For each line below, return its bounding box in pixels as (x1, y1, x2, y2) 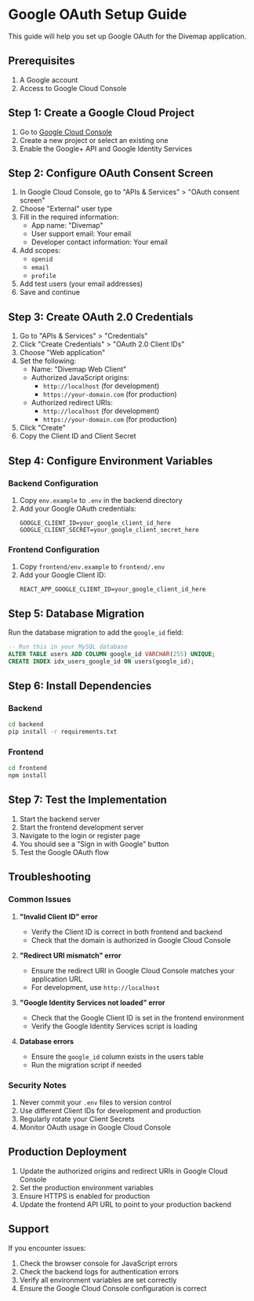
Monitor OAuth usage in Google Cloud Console (19, 1122, 171, 1132)
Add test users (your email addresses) (19, 279, 143, 288)
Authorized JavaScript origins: (31, 373, 129, 383)
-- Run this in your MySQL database (8, 643, 128, 650)
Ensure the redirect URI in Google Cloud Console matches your (31, 966, 235, 975)
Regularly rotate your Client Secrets (19, 1114, 135, 1123)
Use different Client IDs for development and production (19, 1105, 201, 1115)
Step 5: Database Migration (8, 607, 145, 620)
